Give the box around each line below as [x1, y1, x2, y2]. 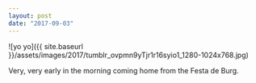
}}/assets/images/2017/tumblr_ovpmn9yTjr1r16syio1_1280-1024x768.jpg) [8, 50, 249, 60]
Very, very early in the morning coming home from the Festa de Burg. [8, 65, 240, 75]
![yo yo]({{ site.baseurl [8, 41, 83, 51]
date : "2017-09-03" [8, 19, 74, 27]
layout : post [8, 11, 52, 20]
